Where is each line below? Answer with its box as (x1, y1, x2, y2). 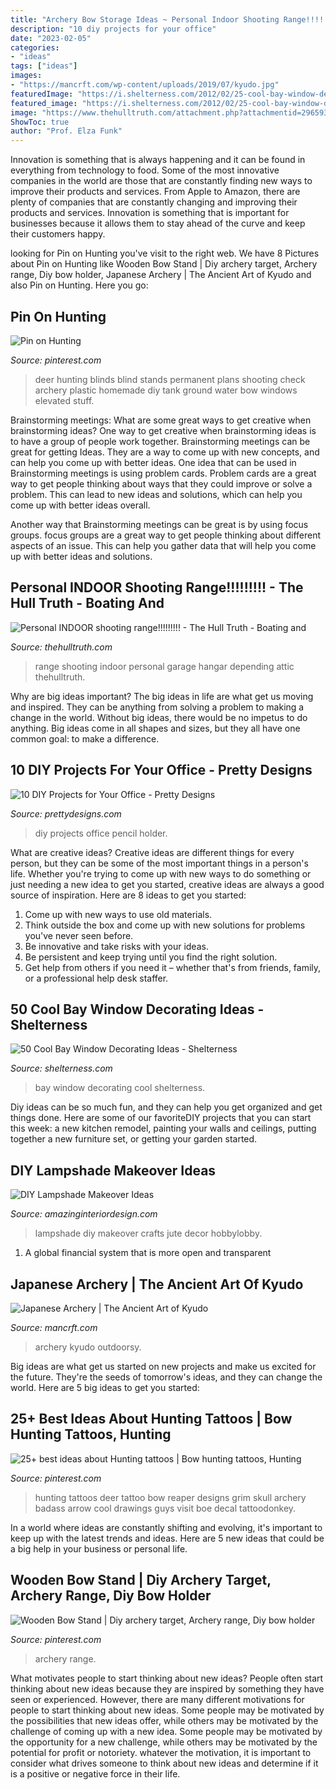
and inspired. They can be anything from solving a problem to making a (10, 701, 305, 713)
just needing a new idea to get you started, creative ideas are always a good (10, 878, 325, 890)
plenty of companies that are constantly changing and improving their (10, 196, 298, 208)
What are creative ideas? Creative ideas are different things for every (10, 846, 295, 858)
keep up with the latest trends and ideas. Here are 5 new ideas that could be (10, 1532, 325, 1544)
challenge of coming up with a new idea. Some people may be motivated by (10, 1725, 323, 1737)
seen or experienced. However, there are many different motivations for (10, 1693, 305, 1705)
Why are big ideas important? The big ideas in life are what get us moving (10, 690, 314, 702)
